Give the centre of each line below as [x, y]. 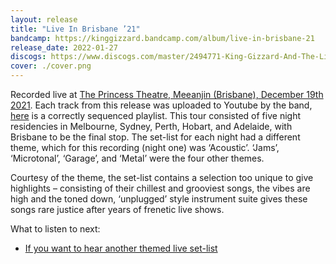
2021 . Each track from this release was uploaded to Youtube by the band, [161, 105]
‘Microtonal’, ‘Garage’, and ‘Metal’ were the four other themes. [137, 158]
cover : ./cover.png [51, 66]
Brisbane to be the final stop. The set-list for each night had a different [155, 137]
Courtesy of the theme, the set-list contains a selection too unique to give [162, 177]
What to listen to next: [55, 229]
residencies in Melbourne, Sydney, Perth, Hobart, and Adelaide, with [151, 126]
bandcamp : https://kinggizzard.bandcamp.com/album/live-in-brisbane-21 [162, 38]
